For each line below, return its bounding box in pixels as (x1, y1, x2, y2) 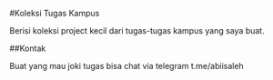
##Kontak (9, 43, 46, 54)
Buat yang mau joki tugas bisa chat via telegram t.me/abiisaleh (9, 61, 244, 71)
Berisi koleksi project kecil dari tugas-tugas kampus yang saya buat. (9, 25, 266, 35)
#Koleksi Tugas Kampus (9, 8, 100, 18)
